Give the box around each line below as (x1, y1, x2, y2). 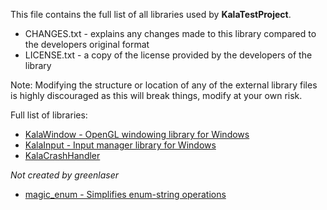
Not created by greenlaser (10, 169, 120, 181)
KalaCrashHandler (24, 150, 101, 161)
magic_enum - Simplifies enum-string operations (24, 189, 227, 200)
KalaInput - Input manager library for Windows (24, 139, 217, 151)
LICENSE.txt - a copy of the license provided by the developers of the (24, 49, 313, 61)
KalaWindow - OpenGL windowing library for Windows (24, 129, 250, 140)
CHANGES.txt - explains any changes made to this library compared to (24, 28, 317, 39)
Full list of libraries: (10, 109, 88, 121)
